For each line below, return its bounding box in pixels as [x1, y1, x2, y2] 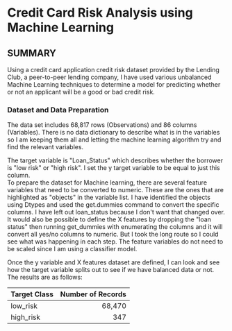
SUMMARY [7, 47, 57, 59]
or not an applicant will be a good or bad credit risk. [7, 88, 155, 96]
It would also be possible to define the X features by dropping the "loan [7, 215, 212, 223]
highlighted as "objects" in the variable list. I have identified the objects [7, 193, 210, 202]
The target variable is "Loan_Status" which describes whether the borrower [7, 156, 224, 164]
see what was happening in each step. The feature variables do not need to [7, 237, 224, 246]
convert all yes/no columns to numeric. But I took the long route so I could [7, 230, 219, 239]
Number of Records [60, 289, 127, 299]
